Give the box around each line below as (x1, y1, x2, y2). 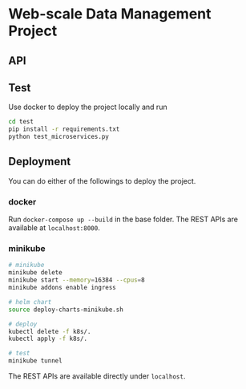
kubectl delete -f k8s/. (8, 327, 91, 335)
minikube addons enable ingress (8, 284, 116, 292)
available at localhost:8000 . (8, 223, 100, 233)
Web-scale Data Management (8, 5, 212, 23)
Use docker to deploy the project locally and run (8, 102, 167, 112)
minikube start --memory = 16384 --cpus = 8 (8, 276, 146, 285)
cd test (8, 118, 34, 126)
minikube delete (8, 269, 63, 277)
